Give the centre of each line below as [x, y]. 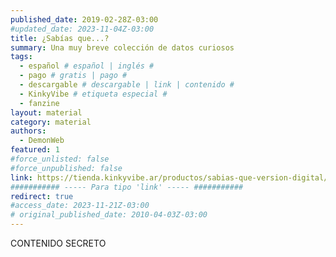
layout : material [46, 112]
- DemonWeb [42, 141]
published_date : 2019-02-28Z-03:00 [84, 19]
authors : [28, 131]
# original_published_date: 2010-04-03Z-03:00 [109, 215]
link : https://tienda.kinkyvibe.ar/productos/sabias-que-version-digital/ [169, 177]
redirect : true [42, 196]
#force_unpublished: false [66, 168]
